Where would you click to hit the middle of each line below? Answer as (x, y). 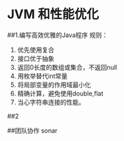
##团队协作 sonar (32, 131)
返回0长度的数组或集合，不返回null (67, 67)
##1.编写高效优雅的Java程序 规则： (57, 35)
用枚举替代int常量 (42, 76)
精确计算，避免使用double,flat (60, 93)
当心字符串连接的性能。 (51, 102)
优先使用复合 (36, 50)
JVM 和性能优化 (53, 14)
